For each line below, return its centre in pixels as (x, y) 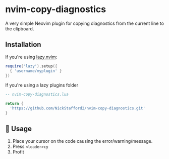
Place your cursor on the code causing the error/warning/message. (82, 141)
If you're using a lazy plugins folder (42, 85)
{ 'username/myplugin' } (36, 71)
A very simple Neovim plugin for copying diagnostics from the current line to (84, 23)
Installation (23, 45)
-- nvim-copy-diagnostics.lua (37, 95)
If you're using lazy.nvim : (31, 57)
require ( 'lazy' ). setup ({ (31, 66)
